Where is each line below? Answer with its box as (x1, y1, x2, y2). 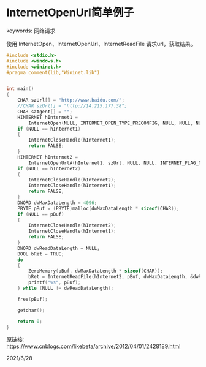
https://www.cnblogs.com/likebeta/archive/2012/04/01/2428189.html (6, 342, 181, 350)
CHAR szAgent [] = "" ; (17, 108, 72, 115)
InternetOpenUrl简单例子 (6, 6, 135, 20)
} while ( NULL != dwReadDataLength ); (17, 286, 114, 292)
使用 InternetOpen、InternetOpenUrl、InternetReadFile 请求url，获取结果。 (6, 40, 196, 47)
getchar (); (17, 307, 45, 313)
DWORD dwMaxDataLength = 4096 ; (17, 200, 97, 206)
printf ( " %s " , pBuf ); (28, 279, 81, 286)
